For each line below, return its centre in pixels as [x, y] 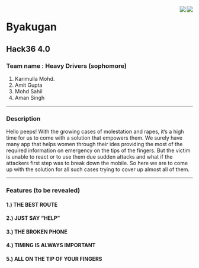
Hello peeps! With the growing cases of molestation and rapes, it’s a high [95, 132]
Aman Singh [30, 97]
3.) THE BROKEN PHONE [37, 232]
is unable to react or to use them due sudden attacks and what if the [89, 157]
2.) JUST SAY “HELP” [33, 218]
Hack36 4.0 [28, 49]
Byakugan [32, 27]
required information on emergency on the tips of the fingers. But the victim [98, 150]
